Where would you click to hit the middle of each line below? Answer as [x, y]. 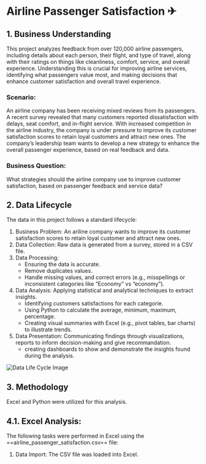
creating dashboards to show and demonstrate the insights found [107, 349]
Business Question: [36, 166]
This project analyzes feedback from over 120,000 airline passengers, [95, 49]
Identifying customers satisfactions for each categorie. [94, 304]
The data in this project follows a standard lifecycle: [72, 220]
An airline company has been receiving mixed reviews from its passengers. [101, 111]
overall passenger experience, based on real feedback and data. [88, 150]
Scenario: [21, 97]
